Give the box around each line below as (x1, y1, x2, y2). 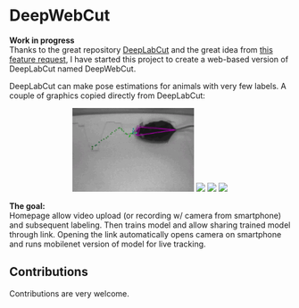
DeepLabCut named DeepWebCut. (9, 63, 137, 74)
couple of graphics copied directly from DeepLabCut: (9, 90, 205, 101)
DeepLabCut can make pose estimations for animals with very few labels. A (9, 80, 287, 91)
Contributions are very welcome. (9, 287, 129, 299)
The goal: (9, 200, 46, 211)
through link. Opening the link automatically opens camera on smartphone (9, 229, 282, 239)
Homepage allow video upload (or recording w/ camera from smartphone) (9, 210, 282, 221)
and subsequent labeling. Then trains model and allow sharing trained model (9, 220, 291, 230)
